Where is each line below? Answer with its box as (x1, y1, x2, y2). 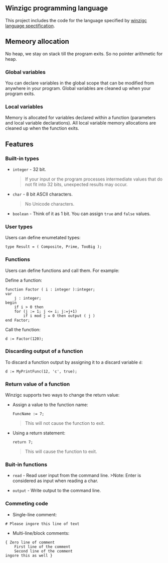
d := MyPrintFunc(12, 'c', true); (5, 369, 78, 374)
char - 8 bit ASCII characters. (12, 191, 73, 197)
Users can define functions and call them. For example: (5, 267, 119, 273)
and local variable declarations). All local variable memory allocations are (5, 120, 156, 126)
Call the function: (5, 326, 41, 332)
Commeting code (5, 500, 49, 507)
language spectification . (5, 23, 55, 29)
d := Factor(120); (5, 336, 44, 341)
